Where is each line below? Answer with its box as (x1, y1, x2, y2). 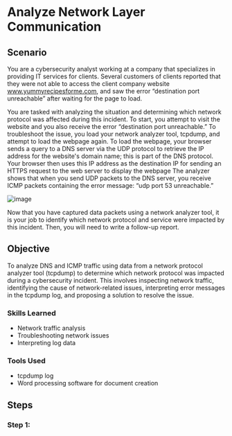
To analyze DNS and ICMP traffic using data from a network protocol (7, 261, 203, 270)
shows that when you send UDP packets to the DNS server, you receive (7, 174, 211, 182)
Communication (7, 19, 102, 35)
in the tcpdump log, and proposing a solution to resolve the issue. (7, 290, 195, 299)
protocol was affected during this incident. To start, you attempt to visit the (7, 115, 220, 123)
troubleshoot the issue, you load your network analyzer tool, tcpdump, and (7, 130, 220, 138)
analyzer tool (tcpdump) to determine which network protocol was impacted (7, 268, 224, 277)
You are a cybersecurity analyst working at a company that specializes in (7, 65, 216, 73)
